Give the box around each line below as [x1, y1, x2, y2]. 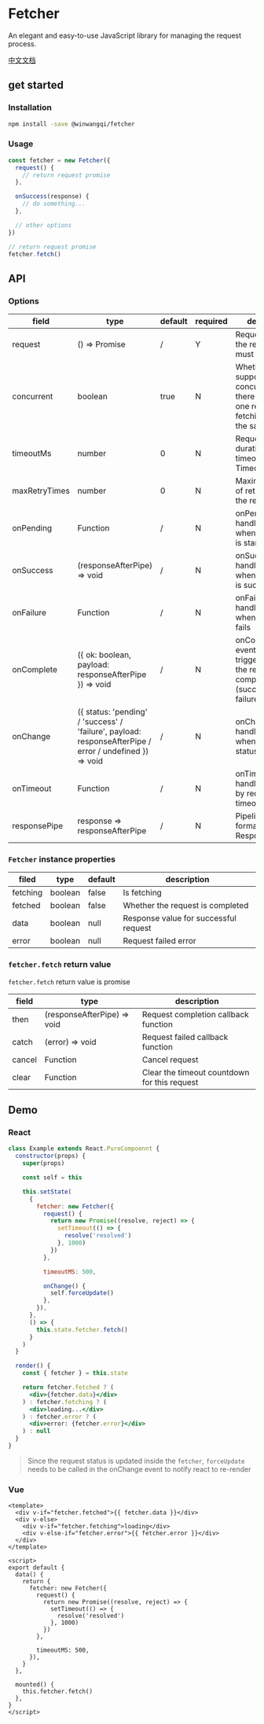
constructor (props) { [15, 1152, 86, 1160]
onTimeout [12, 783, 52, 794]
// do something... [22, 200, 86, 208]
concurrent [12, 391, 53, 402]
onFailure [12, 607, 47, 618]
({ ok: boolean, [77, 649, 131, 660]
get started [8, 79, 64, 92]
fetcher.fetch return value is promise [8, 976, 131, 987]
